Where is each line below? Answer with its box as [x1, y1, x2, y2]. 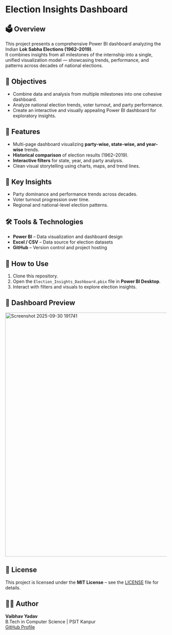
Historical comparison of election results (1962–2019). [12, 152, 129, 158]
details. [5, 584, 21, 590]
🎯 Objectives [5, 77, 47, 86]
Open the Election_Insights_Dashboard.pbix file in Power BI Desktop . [12, 278, 161, 284]
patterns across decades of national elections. [5, 62, 103, 69]
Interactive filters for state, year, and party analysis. [12, 157, 124, 163]
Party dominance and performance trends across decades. [12, 191, 138, 198]
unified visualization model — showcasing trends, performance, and [5, 57, 149, 63]
